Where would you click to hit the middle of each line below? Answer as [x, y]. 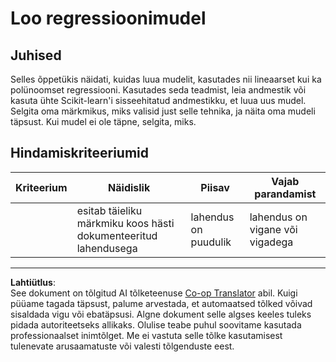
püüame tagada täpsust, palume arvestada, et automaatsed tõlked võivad [161, 303]
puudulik [211, 242]
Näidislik [129, 187]
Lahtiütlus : [33, 282]
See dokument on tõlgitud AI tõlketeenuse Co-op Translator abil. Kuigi [154, 293]
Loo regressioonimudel [108, 18]
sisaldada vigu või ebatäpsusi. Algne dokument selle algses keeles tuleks [161, 314]
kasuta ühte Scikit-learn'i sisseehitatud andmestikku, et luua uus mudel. [158, 100]
